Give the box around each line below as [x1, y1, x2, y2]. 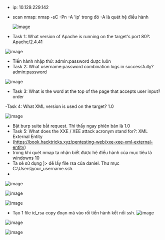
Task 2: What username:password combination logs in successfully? [12, 64, 154, 69]
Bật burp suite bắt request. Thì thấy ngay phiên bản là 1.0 [12, 123, 130, 129]
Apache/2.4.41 [12, 39, 43, 45]
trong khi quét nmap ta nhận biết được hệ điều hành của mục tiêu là [12, 150, 152, 155]
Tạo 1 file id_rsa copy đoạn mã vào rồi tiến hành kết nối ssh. [12, 210, 135, 215]
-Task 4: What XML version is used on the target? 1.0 [5, 103, 114, 109]
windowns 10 [12, 155, 40, 161]
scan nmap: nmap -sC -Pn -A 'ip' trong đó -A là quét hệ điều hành [12, 14, 149, 20]
